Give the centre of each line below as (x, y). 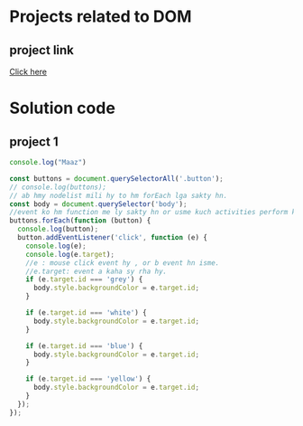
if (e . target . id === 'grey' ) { (84, 279)
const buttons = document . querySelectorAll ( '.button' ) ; (116, 178)
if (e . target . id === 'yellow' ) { (88, 379)
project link (42, 50)
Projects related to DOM (101, 17)
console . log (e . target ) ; (70, 254)
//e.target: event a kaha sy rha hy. (96, 271)
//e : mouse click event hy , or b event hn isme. (123, 263)
